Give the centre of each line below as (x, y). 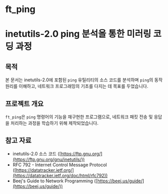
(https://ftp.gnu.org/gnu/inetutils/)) (49, 159)
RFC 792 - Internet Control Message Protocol (60, 165)
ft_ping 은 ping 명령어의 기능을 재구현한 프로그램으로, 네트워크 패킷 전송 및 (79, 117)
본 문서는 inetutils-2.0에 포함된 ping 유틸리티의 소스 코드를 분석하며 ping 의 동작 (84, 80)
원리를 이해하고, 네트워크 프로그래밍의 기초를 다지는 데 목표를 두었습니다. (77, 86)
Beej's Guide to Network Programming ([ (55, 181)
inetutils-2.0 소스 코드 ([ (37, 154)
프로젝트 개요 (25, 104)
